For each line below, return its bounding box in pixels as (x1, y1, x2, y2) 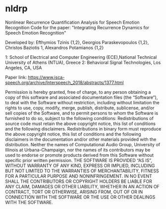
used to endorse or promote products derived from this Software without (5, 152, 154, 158)
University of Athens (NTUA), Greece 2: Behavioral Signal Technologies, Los (5, 59, 161, 65)
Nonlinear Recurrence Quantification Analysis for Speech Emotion (5, 19, 140, 25)
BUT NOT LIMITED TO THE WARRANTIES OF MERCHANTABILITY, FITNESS (5, 167, 160, 173)
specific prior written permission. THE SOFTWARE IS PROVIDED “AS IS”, (5, 157, 152, 163)
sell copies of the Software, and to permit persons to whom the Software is (5, 110, 159, 116)
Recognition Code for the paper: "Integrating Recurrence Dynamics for (5, 24, 150, 30)
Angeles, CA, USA (5, 65, 42, 71)
